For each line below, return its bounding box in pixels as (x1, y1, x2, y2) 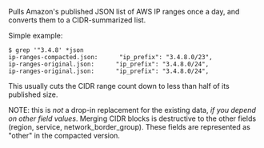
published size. (8, 90, 58, 99)
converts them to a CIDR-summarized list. (8, 15, 146, 25)
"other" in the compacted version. (8, 131, 120, 140)
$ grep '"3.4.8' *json (8, 46, 84, 54)
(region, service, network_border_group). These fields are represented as (8, 122, 250, 131)
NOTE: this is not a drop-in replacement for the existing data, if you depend (8, 106, 256, 114)
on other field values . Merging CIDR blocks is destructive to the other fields (8, 114, 257, 123)
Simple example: (8, 31, 63, 40)
